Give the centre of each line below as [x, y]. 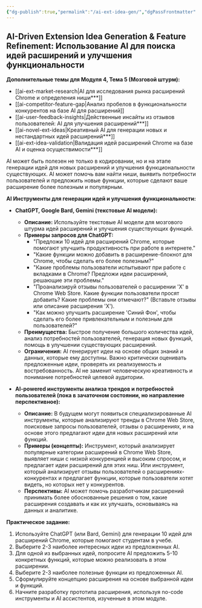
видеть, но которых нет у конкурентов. [74, 485]
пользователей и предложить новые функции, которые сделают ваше [97, 180]
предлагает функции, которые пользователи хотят [128, 478]
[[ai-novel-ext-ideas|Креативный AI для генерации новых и [91, 130]
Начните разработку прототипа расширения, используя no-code [99, 592]
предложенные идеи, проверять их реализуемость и [93, 364]
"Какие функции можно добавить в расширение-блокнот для [112, 254]
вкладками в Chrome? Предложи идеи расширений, [100, 274]
